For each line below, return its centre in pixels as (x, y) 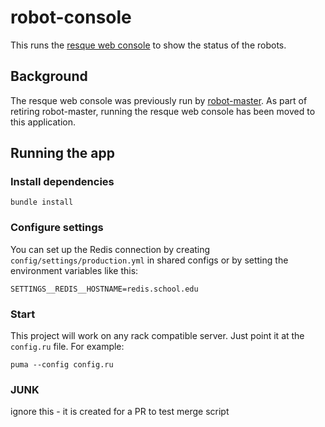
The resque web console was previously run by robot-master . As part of (159, 100)
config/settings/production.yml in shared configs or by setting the (149, 260)
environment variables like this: (74, 270)
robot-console (71, 17)
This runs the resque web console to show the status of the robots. (148, 45)
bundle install (42, 202)
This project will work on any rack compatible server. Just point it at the (157, 336)
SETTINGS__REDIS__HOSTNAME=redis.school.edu (104, 289)
